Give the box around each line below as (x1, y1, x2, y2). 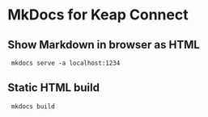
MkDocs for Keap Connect (7, 6, 189, 24)
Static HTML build (7, 81, 100, 94)
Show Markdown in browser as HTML (7, 38, 200, 52)
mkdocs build (11, 102, 56, 111)
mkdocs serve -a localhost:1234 (11, 59, 121, 67)
